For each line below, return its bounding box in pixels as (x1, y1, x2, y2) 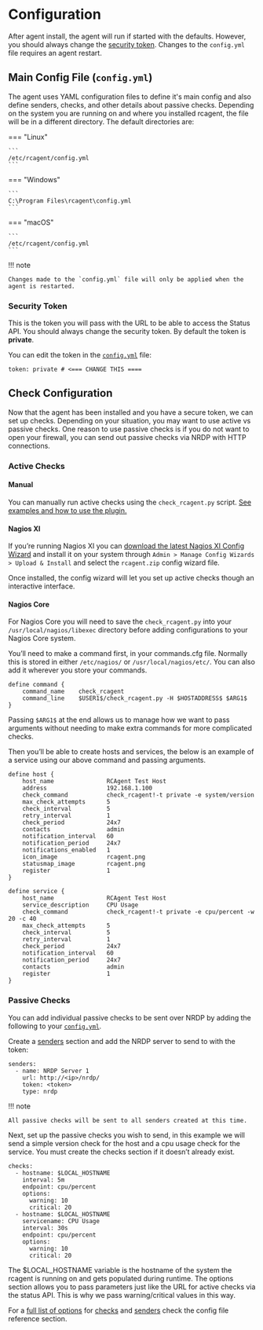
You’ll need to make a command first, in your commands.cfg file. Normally (8, 649, 248, 658)
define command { (8, 681, 65, 689)
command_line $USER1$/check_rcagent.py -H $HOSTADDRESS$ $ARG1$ (22, 694, 247, 702)
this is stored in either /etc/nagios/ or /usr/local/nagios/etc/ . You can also (8, 658, 255, 667)
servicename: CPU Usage (22, 1217, 100, 1225)
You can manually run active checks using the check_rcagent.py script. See (8, 497, 252, 507)
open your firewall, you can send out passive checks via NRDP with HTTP (8, 432, 247, 442)
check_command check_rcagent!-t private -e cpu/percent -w (22, 908, 255, 916)
